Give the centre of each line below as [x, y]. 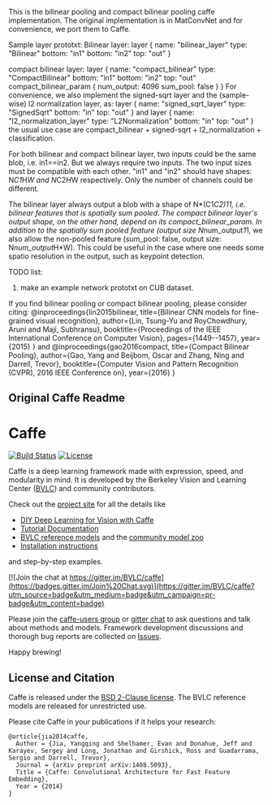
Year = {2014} [39, 787]
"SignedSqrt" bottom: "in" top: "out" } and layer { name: [101, 112]
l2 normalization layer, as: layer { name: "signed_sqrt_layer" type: [137, 104]
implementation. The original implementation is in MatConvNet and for [126, 20]
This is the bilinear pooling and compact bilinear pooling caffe [112, 12]
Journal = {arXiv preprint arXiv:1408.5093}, [94, 765]
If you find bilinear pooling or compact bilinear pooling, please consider [128, 303]
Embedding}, [28, 780]
